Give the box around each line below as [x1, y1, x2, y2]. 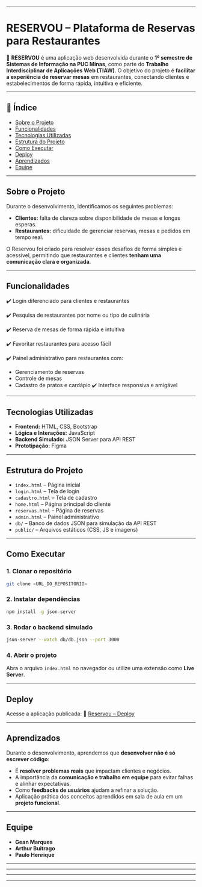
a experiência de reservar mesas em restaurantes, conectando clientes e [6, 73, 189, 80]
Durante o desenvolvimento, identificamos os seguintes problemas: [6, 202, 173, 210]
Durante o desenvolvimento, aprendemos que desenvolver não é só [6, 749, 176, 756]
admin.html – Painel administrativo [14, 513, 100, 520]
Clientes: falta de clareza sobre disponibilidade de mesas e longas [14, 214, 180, 222]
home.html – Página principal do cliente [14, 500, 111, 508]
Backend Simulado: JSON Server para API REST [14, 436, 136, 443]
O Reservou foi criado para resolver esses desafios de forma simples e [6, 245, 182, 252]
